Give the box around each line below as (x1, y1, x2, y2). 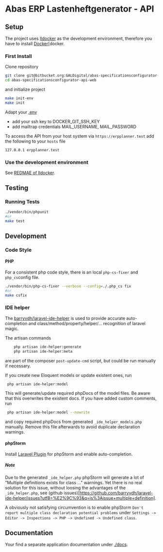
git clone (5, 73, 25, 78)
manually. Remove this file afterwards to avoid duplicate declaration (5, 424, 140, 430)
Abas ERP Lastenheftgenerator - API (5, 3, 154, 15)
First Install (5, 52, 33, 59)
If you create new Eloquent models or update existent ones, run (5, 372, 132, 378)
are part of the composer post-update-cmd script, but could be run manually (5, 357, 156, 363)
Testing (5, 184, 29, 192)
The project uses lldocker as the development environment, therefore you (5, 35, 152, 41)
